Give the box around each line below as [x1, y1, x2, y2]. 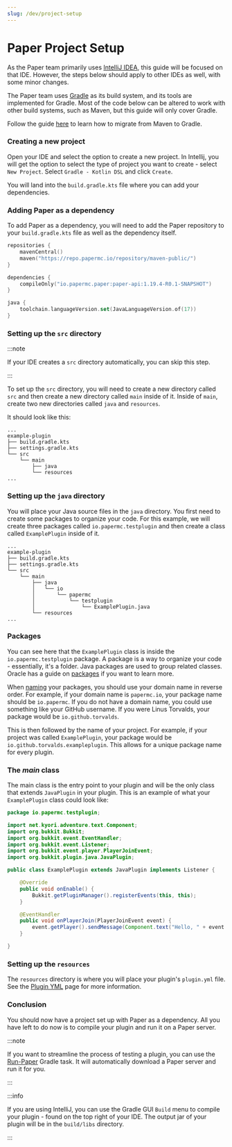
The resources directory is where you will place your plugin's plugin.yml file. [7, 975, 226, 983]
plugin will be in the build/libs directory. [7, 1119, 125, 1128]
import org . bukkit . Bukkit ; [7, 828, 85, 835]
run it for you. [7, 1064, 46, 1073]
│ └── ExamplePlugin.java [32, 603, 150, 610]
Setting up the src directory [7, 328, 102, 338]
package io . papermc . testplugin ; [7, 810, 100, 817]
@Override [19, 879, 48, 886]
